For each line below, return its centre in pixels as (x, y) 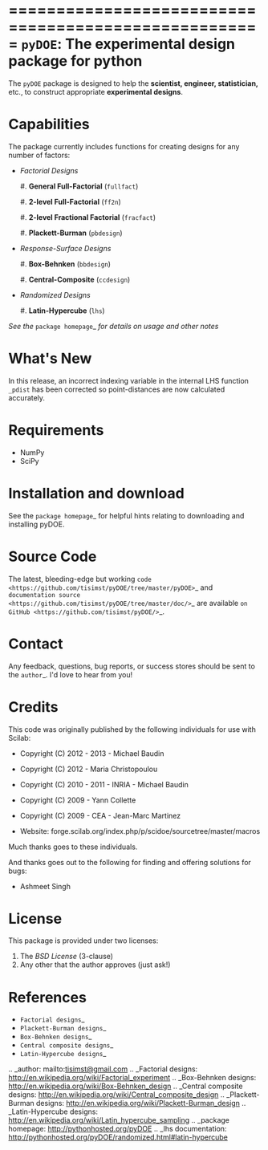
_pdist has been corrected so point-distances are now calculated (117, 389)
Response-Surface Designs (65, 248)
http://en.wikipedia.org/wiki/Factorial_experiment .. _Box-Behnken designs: (132, 1078)
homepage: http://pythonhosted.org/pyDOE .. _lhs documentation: (118, 1129)
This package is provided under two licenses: (83, 941)
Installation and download (96, 493)
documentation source (45, 595)
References (47, 997)
